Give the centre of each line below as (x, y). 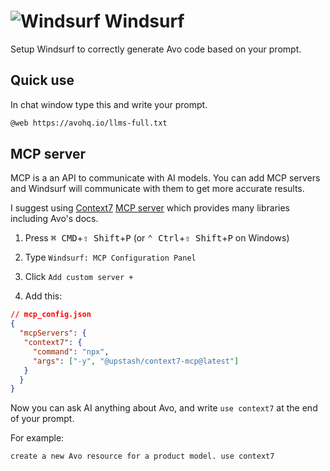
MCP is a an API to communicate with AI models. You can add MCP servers (165, 178)
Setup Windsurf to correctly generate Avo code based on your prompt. (156, 49)
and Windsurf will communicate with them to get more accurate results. (157, 189)
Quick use (42, 80)
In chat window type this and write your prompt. (109, 104)
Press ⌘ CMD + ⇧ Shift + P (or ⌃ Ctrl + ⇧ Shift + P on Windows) (157, 238)
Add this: (43, 296)
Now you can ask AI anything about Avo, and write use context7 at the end (164, 408)
